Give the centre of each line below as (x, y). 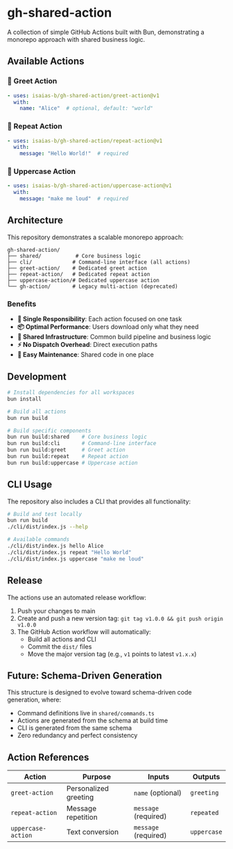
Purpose (97, 777)
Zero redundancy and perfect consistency (77, 736)
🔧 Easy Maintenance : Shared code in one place (85, 355)
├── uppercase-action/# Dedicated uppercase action (83, 280)
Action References (48, 757)
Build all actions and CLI (62, 639)
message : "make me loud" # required (74, 199)
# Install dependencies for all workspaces (71, 393)
